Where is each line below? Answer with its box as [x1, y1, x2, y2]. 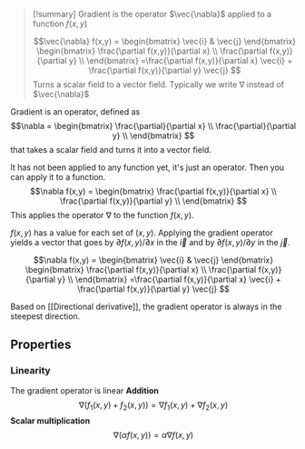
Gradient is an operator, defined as [10, 106, 141, 117]
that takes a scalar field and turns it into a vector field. [10, 145, 212, 155]
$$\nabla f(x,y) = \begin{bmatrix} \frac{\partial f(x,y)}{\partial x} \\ [29, 186, 278, 196]
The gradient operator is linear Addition [10, 384, 160, 395]
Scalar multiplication [10, 415, 91, 426]
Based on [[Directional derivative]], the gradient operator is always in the [10, 301, 282, 312]
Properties [10, 337, 72, 353]
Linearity [10, 364, 51, 377]
